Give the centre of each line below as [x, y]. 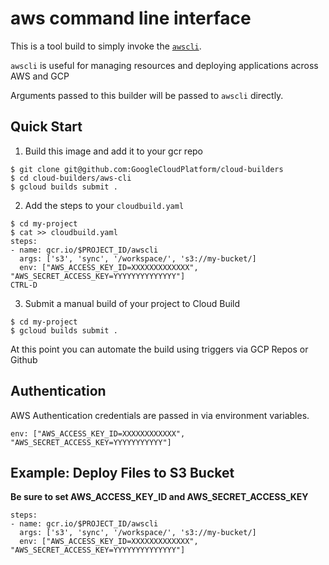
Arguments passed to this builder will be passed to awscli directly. [147, 95]
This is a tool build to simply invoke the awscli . [106, 46]
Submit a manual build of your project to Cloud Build [132, 303]
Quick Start [46, 127]
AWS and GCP [40, 76]
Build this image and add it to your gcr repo [114, 151]
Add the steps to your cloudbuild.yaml [104, 205]
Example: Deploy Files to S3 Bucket [122, 472]
